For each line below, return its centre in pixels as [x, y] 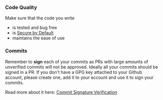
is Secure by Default [33, 33]
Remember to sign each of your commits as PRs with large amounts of [77, 62]
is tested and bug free [35, 28]
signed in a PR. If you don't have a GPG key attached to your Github [74, 72]
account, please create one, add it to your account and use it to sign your [80, 77]
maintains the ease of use [38, 38]
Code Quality [21, 7]
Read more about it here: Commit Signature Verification [61, 92]
